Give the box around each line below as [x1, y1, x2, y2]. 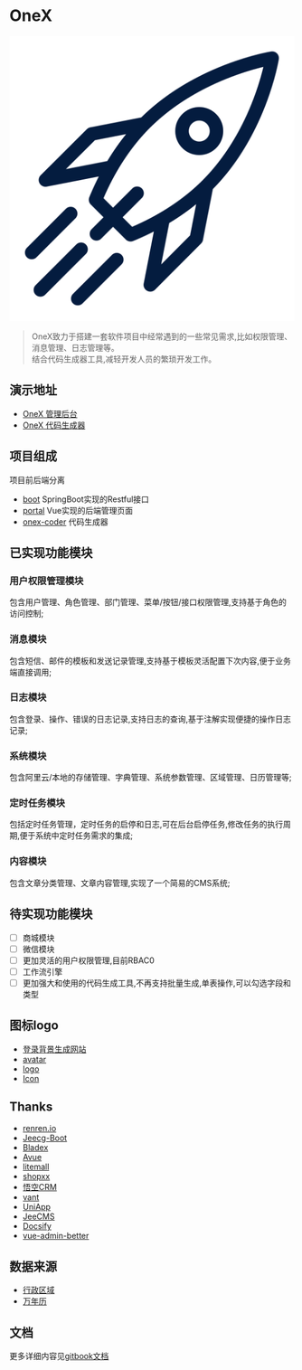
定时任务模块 [9, 797, 66, 809]
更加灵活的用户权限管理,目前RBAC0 [22, 955, 156, 966]
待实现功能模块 [9, 906, 93, 922]
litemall [22, 1161, 50, 1172]
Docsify [22, 1221, 52, 1232]
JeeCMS [22, 1211, 55, 1222]
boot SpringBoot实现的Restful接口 [22, 494, 149, 505]
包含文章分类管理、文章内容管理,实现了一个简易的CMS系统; [9, 877, 231, 888]
